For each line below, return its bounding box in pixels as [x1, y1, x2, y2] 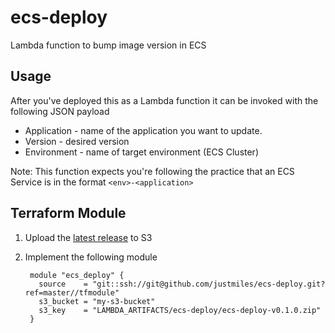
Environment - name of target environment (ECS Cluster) [24, 146, 259, 158]
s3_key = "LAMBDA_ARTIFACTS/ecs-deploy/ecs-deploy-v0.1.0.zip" [38, 305, 322, 315]
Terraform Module [10, 205, 127, 222]
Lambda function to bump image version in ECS [10, 39, 207, 51]
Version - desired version [24, 135, 130, 147]
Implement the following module [24, 251, 158, 263]
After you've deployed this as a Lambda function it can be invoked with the [10, 94, 319, 106]
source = [38, 279, 89, 289]
